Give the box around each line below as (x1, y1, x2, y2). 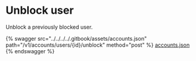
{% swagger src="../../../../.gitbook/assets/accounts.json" (5, 35, 147, 42)
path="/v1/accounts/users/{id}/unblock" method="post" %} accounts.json (5, 41, 190, 48)
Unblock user (5, 4, 74, 17)
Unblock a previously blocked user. (5, 23, 93, 30)
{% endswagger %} (5, 47, 55, 54)
